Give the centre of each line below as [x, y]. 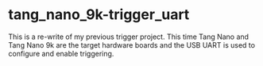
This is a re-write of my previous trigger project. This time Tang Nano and [128, 37]
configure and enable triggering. [61, 53]
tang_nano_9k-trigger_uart [99, 15]
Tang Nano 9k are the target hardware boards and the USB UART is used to [132, 45]
